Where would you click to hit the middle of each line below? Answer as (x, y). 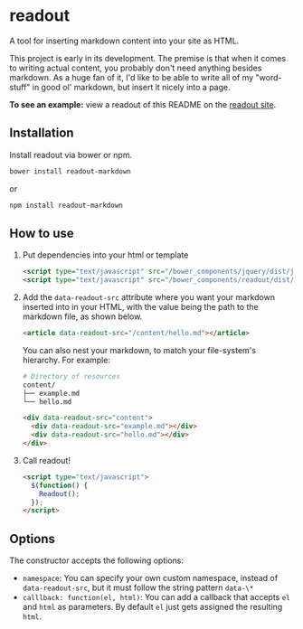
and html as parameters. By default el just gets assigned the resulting (152, 607)
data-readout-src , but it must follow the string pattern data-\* (138, 587)
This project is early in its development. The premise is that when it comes (148, 58)
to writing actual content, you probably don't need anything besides (136, 68)
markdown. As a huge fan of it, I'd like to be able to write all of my (132, 77)
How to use (42, 233)
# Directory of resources (71, 376)
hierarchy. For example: (66, 360)
